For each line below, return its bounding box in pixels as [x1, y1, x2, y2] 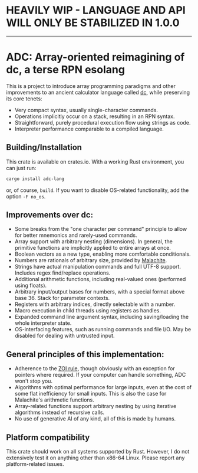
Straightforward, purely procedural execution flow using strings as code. [14, 119, 191, 126]
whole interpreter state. [14, 319, 72, 327]
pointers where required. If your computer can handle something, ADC [14, 371, 186, 379]
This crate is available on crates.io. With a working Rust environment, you [6, 158, 184, 165]
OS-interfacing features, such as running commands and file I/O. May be [14, 326, 192, 333]
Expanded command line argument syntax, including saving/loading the [14, 314, 189, 321]
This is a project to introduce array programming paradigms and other [6, 82, 176, 89]
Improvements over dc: [6, 210, 93, 220]
